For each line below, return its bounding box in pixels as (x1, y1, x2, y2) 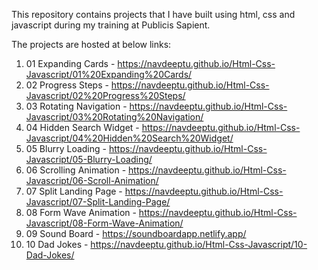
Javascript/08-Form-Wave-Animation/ (25, 217, 184, 229)
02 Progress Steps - (25, 79, 109, 91)
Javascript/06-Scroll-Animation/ (25, 175, 159, 186)
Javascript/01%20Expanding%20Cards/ (25, 69, 193, 80)
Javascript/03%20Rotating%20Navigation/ (25, 111, 204, 123)
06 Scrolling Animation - (25, 164, 127, 176)
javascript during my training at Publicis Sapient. (11, 19, 211, 31)
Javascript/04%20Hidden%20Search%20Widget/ (25, 132, 234, 144)
